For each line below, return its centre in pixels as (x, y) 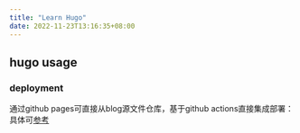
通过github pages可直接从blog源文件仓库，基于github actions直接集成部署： (151, 109)
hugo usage (44, 62)
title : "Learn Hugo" (48, 18)
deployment (37, 88)
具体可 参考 (29, 120)
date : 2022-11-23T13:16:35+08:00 (72, 26)
